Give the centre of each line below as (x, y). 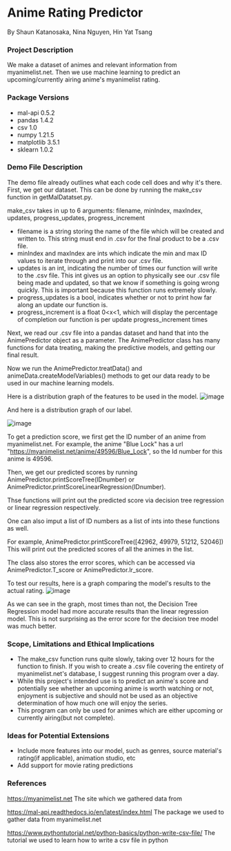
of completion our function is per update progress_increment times (112, 319)
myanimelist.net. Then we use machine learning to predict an (94, 72)
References (27, 783)
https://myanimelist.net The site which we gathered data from (95, 798)
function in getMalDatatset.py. (50, 197)
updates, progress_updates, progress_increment (76, 218)
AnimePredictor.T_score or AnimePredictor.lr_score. (80, 569)
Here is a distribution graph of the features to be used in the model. (103, 396)
